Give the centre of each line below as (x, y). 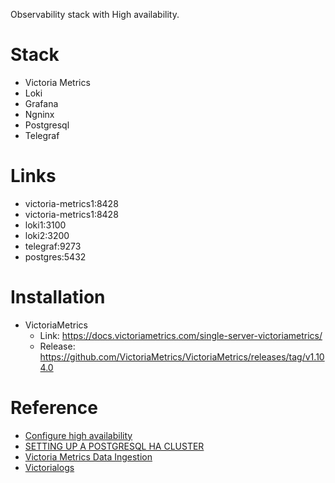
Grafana (41, 103)
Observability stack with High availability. (95, 14)
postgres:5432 (55, 256)
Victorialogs (49, 467)
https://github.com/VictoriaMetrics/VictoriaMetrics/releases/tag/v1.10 (182, 356)
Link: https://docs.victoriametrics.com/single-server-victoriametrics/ (181, 335)
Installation (58, 297)
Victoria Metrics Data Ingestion (88, 456)
